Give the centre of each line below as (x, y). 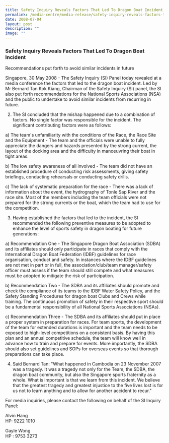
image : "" (16, 33)
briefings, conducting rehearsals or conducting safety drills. (67, 177)
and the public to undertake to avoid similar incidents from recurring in (78, 99)
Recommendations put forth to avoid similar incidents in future (70, 68)
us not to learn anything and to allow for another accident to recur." (82, 391)
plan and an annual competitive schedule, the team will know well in (75, 338)
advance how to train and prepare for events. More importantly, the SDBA (81, 344)
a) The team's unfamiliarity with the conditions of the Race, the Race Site (81, 135)
